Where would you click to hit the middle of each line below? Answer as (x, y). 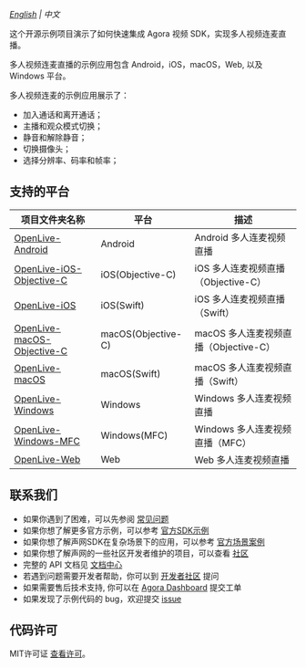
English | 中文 (35, 14)
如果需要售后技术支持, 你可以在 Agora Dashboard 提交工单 (132, 587)
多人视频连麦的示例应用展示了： (69, 95)
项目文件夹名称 (53, 220)
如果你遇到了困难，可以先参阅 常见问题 (96, 518)
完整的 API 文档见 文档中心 (72, 564)
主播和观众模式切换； (62, 126)
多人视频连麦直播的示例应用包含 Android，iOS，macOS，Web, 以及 (136, 64)
